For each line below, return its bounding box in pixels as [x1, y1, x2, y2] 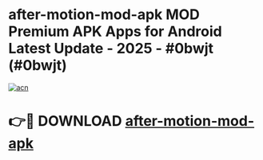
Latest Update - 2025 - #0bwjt [8, 40, 214, 57]
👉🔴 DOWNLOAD [8, 112, 122, 131]
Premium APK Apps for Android [8, 22, 222, 41]
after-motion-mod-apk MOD [8, 6, 200, 24]
